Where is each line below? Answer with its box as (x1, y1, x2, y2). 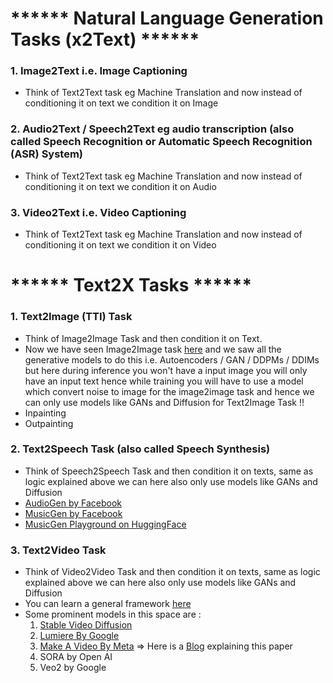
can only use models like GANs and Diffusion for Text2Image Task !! (24, 396, 305, 408)
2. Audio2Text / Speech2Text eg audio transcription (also (10, 122, 295, 136)
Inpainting (24, 407, 67, 419)
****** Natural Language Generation (10, 7, 324, 30)
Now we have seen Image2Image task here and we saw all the (24, 343, 282, 355)
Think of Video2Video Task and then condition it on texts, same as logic (24, 566, 321, 578)
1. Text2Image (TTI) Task (10, 310, 133, 324)
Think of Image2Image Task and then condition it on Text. (24, 332, 263, 344)
